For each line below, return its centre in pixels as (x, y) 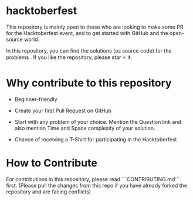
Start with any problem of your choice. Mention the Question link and (98, 122)
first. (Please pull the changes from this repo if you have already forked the (97, 185)
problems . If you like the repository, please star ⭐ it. (69, 57)
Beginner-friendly (36, 99)
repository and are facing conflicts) (49, 192)
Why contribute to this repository (89, 83)
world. (32, 39)
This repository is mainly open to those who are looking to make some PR (95, 27)
